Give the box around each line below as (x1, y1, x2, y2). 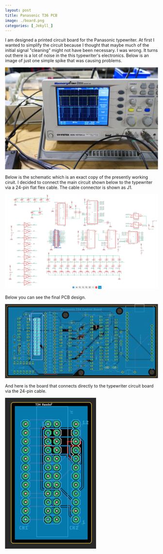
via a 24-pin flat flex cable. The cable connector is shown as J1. (5, 185, 132, 190)
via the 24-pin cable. (5, 388, 47, 394)
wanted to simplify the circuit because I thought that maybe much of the (5, 42, 149, 48)
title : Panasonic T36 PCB (5, 13, 57, 18)
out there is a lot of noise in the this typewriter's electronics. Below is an (5, 52, 149, 58)
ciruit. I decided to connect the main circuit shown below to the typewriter (5, 179, 153, 185)
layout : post (5, 8, 32, 13)
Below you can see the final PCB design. (5, 294, 86, 301)
